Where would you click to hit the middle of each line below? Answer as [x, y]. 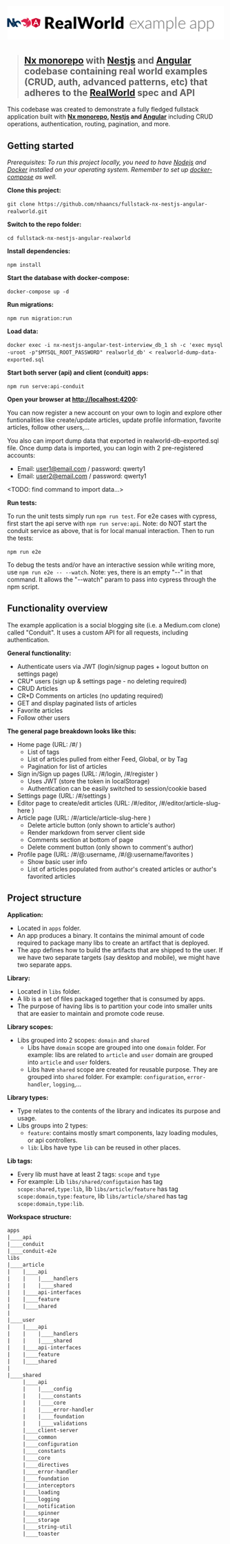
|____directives [46, 1465]
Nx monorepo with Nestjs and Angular [107, 60]
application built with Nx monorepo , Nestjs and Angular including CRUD [110, 117]
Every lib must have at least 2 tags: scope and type [88, 1174]
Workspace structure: [40, 1216]
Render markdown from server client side [86, 832]
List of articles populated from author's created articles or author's [122, 869]
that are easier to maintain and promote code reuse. [91, 1013]
